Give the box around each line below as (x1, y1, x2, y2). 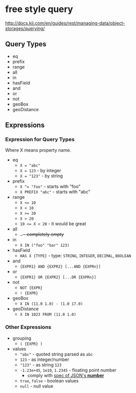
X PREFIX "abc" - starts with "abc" (19, 189, 91, 195)
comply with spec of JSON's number (27, 372, 104, 378)
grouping (12, 335, 31, 341)
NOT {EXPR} (19, 285, 43, 291)
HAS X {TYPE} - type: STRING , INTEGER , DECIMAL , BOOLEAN (19, 253, 131, 259)
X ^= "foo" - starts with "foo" (19, 184, 81, 190)
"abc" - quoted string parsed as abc (19, 351, 93, 357)
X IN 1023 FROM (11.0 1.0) (19, 312, 76, 317)
